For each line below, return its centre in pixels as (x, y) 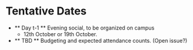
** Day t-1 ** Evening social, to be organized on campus (84, 28)
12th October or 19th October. (60, 34)
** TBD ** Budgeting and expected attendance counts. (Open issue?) (101, 40)
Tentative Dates (46, 11)
